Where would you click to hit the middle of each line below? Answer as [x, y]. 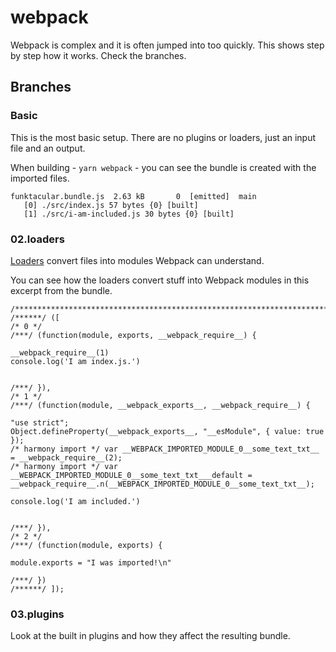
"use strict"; [40, 422]
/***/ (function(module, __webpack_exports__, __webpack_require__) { [160, 405]
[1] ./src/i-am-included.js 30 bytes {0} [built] [129, 214]
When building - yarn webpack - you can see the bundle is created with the [163, 167]
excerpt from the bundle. [61, 290]
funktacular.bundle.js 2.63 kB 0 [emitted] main [133, 196]
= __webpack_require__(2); [66, 457]
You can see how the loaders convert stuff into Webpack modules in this [160, 280]
